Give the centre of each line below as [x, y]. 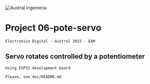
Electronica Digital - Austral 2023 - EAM [50, 41]
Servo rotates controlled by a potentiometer [75, 57]
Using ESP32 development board [38, 68]
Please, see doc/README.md [33, 77]
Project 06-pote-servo [53, 28]
